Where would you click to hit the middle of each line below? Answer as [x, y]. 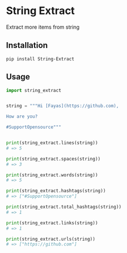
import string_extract [34, 90]
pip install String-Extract [40, 59]
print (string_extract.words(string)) [52, 175]
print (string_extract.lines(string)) [52, 143]
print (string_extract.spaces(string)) [53, 159]
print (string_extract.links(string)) [52, 223]
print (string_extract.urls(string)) [51, 239]
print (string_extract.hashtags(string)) [56, 191]
